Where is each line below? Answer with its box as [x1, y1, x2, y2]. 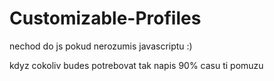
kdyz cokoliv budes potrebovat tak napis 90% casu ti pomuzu [9, 59, 264, 71]
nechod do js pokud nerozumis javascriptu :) [9, 40, 193, 52]
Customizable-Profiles [9, 7, 202, 30]
